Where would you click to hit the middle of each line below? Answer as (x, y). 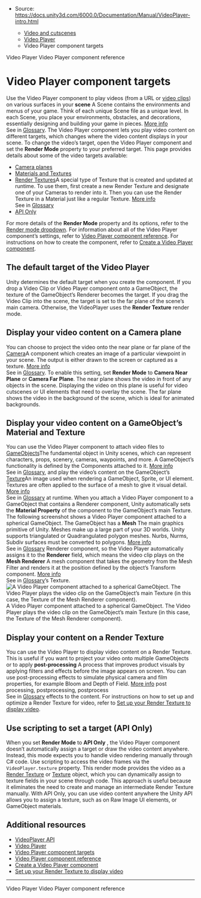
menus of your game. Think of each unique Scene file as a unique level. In (98, 111)
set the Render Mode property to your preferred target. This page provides (99, 149)
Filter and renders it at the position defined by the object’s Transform (91, 568)
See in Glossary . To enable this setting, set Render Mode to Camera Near (97, 372)
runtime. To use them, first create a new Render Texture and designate (102, 186)
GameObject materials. (34, 806)
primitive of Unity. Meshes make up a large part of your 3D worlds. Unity (95, 530)
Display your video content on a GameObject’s (95, 423)
